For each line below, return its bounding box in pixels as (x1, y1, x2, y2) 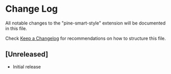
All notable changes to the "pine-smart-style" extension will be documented (5, 20, 166, 26)
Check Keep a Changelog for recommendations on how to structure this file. (5, 35, 166, 41)
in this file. (5, 25, 27, 31)
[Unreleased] (5, 50, 49, 59)
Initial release (12, 63, 41, 69)
